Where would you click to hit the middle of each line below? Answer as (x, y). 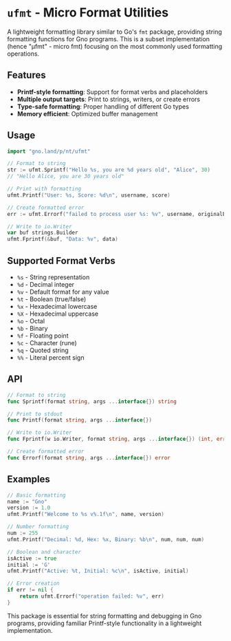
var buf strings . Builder (43, 233)
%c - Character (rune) (47, 343)
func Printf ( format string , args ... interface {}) (80, 420)
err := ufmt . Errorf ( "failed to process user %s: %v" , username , (101, 214)
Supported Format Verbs (61, 260)
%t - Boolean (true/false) (52, 299)
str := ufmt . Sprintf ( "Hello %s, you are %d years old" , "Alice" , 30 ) (109, 170)
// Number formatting (38, 527)
